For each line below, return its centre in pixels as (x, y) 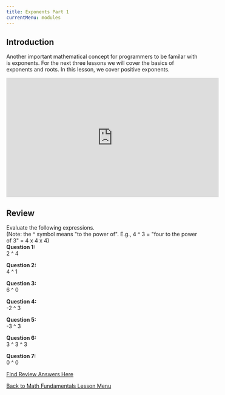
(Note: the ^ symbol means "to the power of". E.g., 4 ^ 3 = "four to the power (102, 234)
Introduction (30, 42)
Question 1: (21, 247)
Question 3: (22, 284)
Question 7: (21, 356)
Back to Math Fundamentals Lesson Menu (59, 386)
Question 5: (21, 320)
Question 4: (22, 302)
